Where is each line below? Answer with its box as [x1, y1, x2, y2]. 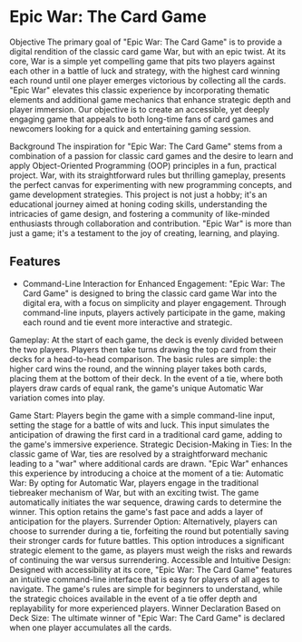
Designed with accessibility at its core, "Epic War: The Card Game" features [9, 564, 293, 575]
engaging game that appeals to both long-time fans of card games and [9, 114, 274, 124]
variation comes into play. [9, 392, 106, 403]
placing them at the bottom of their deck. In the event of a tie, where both [9, 372, 284, 383]
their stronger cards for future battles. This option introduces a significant [9, 535, 285, 546]
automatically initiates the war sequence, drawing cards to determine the [9, 497, 282, 508]
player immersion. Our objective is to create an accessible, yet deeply [9, 104, 270, 114]
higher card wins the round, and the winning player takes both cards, [9, 363, 268, 374]
